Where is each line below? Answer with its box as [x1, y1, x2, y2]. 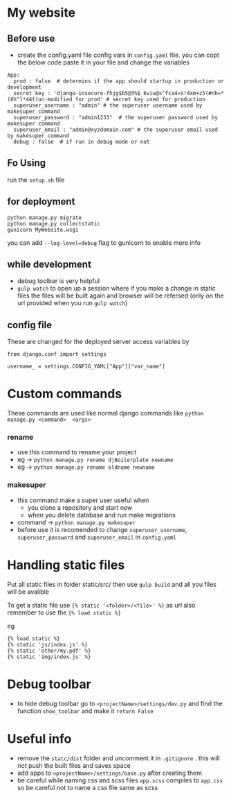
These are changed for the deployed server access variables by [7, 338, 190, 346]
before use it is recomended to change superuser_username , [17, 525, 187, 533]
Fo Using [7, 157, 46, 169]
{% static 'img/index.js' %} [7, 653, 91, 660]
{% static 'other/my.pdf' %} [7, 647, 91, 654]
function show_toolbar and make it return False [17, 706, 154, 715]
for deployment [7, 196, 75, 207]
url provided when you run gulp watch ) [17, 299, 128, 307]
